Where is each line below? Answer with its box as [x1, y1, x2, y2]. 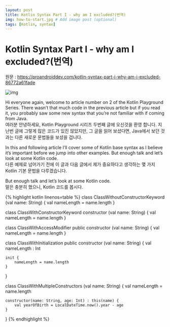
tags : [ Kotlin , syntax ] [5, 21, 56, 27]
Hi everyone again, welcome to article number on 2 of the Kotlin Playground [5, 99, 164, 105]
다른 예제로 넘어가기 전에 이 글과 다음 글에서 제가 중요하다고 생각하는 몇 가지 [5, 161, 156, 168]
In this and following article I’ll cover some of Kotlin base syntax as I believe [5, 145, 163, 151]
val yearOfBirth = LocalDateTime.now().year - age [14, 303, 124, 308]
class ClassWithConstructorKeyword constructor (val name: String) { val [5, 209, 156, 215]
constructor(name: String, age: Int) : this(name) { [5, 298, 119, 304]
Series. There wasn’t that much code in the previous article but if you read [5, 105, 161, 111]
